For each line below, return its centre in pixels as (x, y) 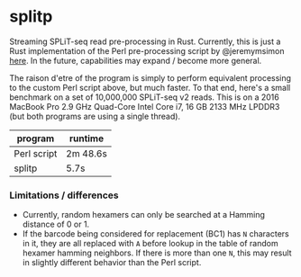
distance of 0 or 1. (56, 224)
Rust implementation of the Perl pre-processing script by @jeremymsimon (147, 50)
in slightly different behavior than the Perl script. (112, 263)
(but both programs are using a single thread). (95, 116)
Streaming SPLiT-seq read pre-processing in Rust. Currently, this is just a (145, 41)
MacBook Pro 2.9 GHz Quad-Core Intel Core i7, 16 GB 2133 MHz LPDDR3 (145, 106)
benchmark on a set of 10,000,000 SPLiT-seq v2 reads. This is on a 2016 (144, 97)
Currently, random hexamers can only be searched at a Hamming (144, 215)
